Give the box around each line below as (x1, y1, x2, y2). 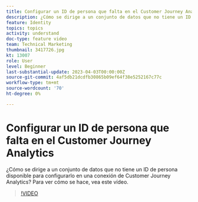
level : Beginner (6, 63, 46, 69)
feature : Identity (6, 19, 51, 25)
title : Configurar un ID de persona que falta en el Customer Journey (6, 8, 183, 15)
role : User (6, 58, 33, 64)
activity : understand (6, 31, 60, 37)
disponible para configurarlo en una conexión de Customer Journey (6, 172, 171, 179)
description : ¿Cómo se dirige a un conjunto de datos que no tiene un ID (6, 14, 192, 20)
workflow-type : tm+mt (6, 80, 60, 86)
